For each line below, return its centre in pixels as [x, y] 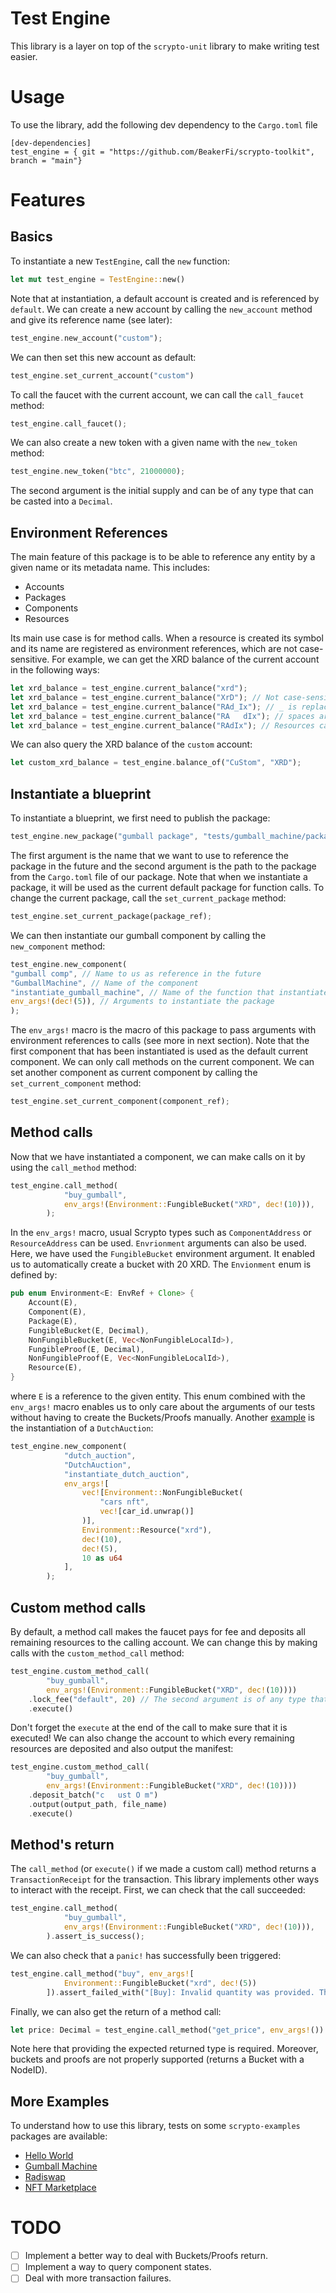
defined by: [34, 1275]
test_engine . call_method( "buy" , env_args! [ [102, 1973]
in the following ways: [55, 670]
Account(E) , [53, 1303]
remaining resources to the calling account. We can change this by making [164, 1642]
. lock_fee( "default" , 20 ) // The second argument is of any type [167, 1699]
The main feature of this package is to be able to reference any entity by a [163, 557]
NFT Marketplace [60, 2188]
